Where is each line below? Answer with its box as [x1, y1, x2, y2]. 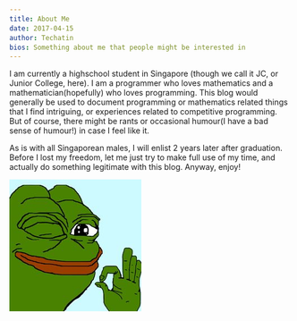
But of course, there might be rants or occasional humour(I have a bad [9, 116, 268, 127]
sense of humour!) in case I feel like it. [9, 125, 150, 136]
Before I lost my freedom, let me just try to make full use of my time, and [9, 152, 276, 163]
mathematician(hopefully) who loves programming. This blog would [9, 88, 259, 98]
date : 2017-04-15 [9, 23, 74, 33]
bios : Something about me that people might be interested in [9, 43, 246, 52]
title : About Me [9, 14, 70, 23]
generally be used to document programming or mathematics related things [9, 97, 288, 107]
